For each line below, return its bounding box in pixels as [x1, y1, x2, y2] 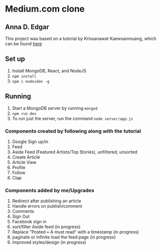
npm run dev [12, 111, 36, 116]
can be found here [5, 41, 42, 47]
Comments [12, 208, 35, 214]
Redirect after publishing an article [12, 198, 81, 204]
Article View [12, 159, 36, 165]
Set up [5, 55, 25, 63]
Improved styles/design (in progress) [12, 239, 87, 245]
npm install [12, 74, 36, 79]
